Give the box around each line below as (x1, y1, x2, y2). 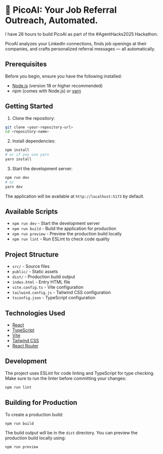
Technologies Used (5, 309, 65, 317)
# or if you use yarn (5, 152, 49, 157)
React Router (12, 343, 39, 348)
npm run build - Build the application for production (12, 226, 116, 231)
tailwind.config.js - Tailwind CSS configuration (12, 289, 111, 295)
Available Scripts (5, 207, 58, 216)
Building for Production (5, 398, 77, 407)
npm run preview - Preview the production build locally (12, 231, 122, 237)
